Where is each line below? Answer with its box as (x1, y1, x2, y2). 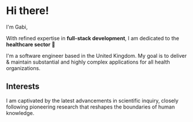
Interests (6, 82, 40, 92)
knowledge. (6, 109, 35, 116)
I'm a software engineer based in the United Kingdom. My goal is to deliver (6, 52, 187, 59)
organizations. (6, 64, 41, 71)
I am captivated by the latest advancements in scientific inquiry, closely (6, 97, 179, 104)
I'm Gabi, (6, 23, 28, 30)
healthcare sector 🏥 (6, 41, 56, 48)
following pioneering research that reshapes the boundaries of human (6, 103, 175, 110)
